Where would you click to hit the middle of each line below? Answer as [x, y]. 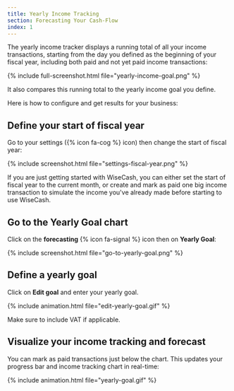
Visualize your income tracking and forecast [106, 342]
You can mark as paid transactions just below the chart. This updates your [115, 358]
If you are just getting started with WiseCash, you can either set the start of [117, 177]
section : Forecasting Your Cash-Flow [63, 21]
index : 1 [20, 27]
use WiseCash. [29, 200]
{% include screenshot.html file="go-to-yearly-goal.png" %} [95, 253]
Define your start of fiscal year [76, 126]
